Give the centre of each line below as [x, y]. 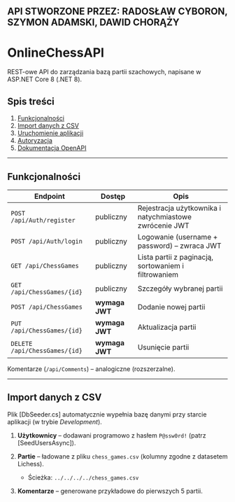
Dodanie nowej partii [171, 307]
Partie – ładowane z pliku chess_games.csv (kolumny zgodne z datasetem [123, 456]
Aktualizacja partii [167, 327]
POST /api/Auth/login [47, 241]
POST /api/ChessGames [47, 307]
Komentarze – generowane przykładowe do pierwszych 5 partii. [110, 491]
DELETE [22, 343]
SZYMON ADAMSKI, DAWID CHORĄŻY [93, 23]
